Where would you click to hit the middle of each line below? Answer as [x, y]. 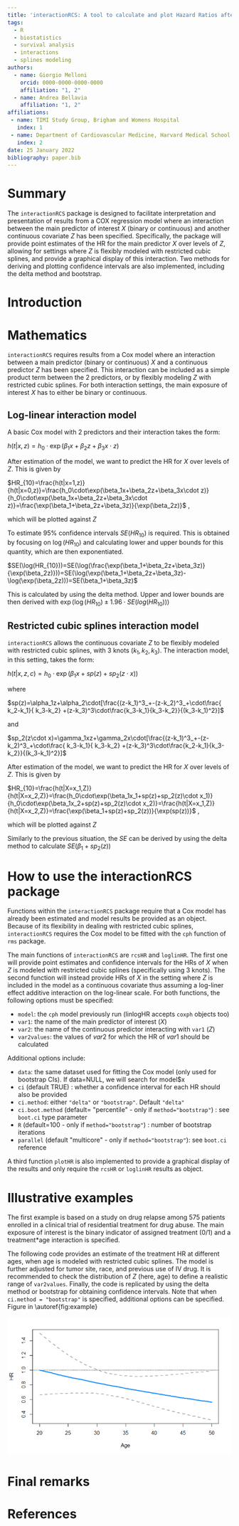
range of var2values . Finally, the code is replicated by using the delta [108, 1284]
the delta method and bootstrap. [55, 274]
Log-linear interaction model [72, 415]
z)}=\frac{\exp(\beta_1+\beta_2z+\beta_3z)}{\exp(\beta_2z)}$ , [99, 505]
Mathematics [47, 335]
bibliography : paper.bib [44, 158]
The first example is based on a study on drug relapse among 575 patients [116, 1217]
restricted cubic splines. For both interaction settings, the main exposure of [117, 385]
